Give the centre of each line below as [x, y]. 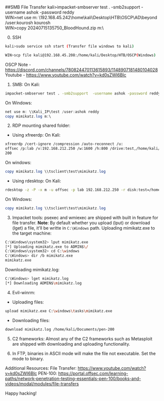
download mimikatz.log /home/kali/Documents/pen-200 [60, 329]
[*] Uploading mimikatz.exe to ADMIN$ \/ [47, 247]
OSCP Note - [18, 64]
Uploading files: [28, 302]
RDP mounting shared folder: [41, 126]
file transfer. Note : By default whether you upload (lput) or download [81, 223]
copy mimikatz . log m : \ [28, 116]
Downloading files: [31, 320]
